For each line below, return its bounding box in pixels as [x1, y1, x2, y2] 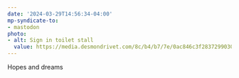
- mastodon [7, 23, 40, 30]
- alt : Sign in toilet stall [7, 37, 94, 44]
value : [14, 43, 33, 50]
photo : [7, 30, 27, 38]
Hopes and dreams [7, 63, 63, 71]
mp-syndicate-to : [7, 17, 59, 24]
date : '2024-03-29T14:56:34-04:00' [7, 10, 113, 18]
